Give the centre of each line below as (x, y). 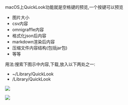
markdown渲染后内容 (33, 42)
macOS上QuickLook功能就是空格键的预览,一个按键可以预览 (64, 7)
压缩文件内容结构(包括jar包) (40, 48)
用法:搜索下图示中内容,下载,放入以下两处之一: (50, 64)
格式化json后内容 (29, 36)
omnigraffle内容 (28, 30)
